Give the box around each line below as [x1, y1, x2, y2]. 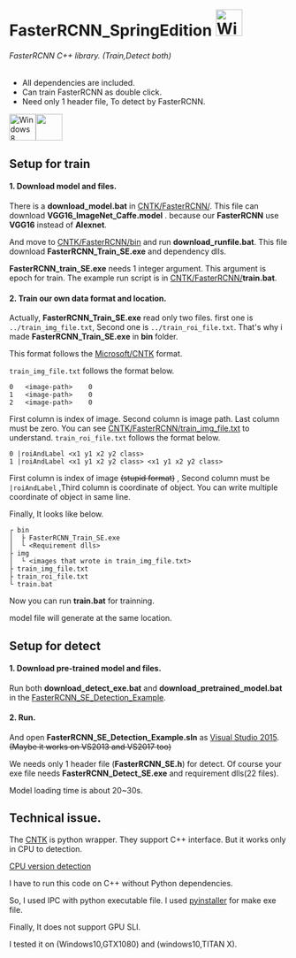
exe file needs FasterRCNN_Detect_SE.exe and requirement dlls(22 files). [9, 768, 279, 778]
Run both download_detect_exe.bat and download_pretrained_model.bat [9, 682, 283, 694]
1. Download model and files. [9, 181, 118, 192]
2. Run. [9, 712, 36, 723]
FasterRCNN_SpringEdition [9, 20, 212, 41]
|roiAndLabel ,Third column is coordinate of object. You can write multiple [9, 482, 278, 493]
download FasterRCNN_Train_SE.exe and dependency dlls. [9, 246, 227, 257]
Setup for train [9, 156, 91, 172]
